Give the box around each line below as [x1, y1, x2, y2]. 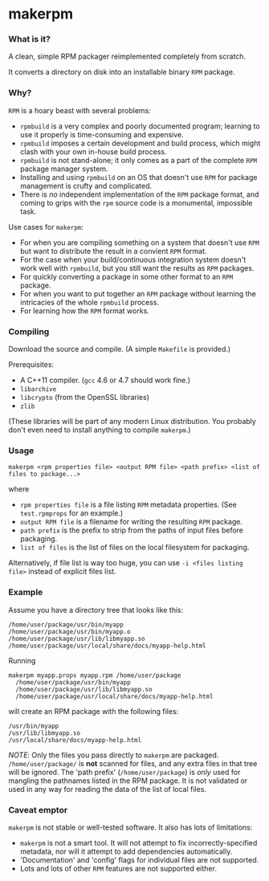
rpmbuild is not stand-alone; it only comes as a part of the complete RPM [19, 155, 258, 165]
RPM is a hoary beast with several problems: [8, 105, 151, 115]
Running [8, 655, 36, 665]
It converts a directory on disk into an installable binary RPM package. [8, 67, 235, 77]
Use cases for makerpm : [8, 222, 84, 231]
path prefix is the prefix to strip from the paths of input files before [19, 525, 243, 535]
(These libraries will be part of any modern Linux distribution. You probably [8, 417, 257, 426]
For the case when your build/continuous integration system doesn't [19, 255, 247, 264]
